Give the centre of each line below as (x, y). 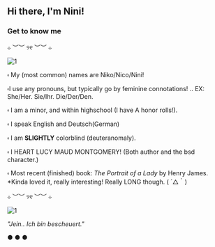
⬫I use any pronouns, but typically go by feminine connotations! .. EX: (106, 88)
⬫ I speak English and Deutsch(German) (64, 124)
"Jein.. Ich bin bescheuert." (46, 224)
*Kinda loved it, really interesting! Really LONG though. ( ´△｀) (97, 182)
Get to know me (34, 31)
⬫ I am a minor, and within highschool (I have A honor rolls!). (92, 110)
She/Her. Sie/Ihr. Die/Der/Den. (50, 96)
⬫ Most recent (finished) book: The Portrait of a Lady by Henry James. (108, 173)
